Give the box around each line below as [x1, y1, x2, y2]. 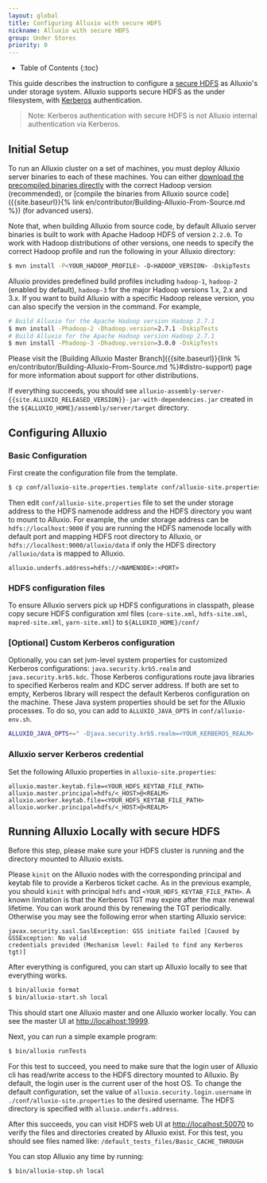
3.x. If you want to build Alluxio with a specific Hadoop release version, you [8, 293, 254, 303]
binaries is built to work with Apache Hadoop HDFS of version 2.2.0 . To [8, 229, 243, 239]
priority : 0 [8, 41, 48, 49]
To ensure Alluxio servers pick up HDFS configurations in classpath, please [8, 600, 254, 610]
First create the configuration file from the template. [8, 468, 178, 478]
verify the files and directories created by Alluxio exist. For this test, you [8, 1128, 243, 1138]
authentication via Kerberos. [27, 119, 121, 129]
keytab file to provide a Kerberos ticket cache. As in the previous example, [8, 878, 252, 888]
